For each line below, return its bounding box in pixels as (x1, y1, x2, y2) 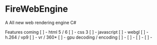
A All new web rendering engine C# (5, 20, 77, 25)
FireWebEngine (5, 3, 68, 15)
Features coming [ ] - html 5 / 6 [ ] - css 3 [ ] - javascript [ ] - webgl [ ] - (5, 29, 149, 35)
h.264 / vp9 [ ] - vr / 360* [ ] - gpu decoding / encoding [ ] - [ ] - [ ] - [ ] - (5, 34, 153, 40)
